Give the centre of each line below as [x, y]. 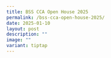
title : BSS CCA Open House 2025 [47, 12]
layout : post [23, 29]
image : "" [19, 40]
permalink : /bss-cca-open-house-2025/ [56, 18]
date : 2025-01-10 [28, 23]
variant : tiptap [27, 46]
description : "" [27, 34]
